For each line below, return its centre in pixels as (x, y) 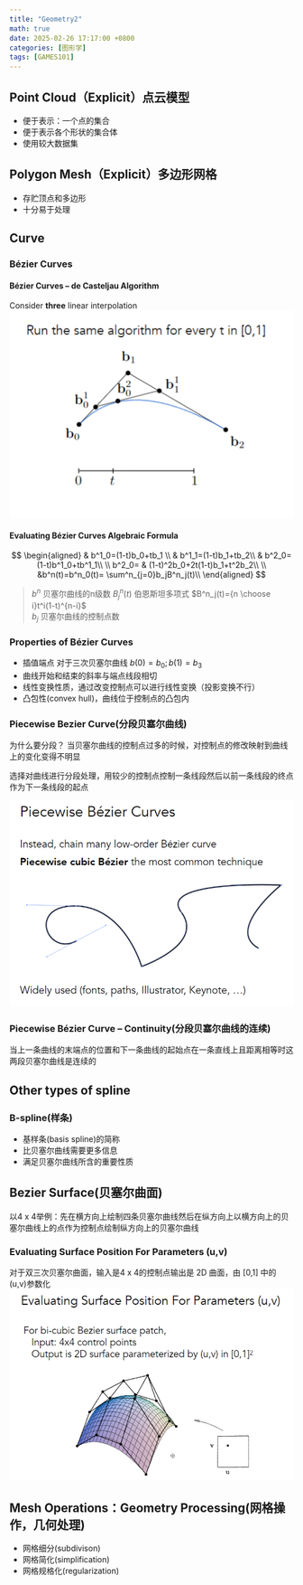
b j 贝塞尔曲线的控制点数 (75, 617)
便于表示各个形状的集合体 (70, 132)
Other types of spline (70, 1090)
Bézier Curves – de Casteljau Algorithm (84, 286)
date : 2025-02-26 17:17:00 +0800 (72, 38)
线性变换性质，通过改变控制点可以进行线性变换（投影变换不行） (141, 686)
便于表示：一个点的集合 (66, 120)
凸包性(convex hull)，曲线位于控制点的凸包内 (106, 698)
